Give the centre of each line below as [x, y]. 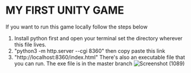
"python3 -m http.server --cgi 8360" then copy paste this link [90, 50]
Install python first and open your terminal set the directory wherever [98, 38]
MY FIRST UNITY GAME [65, 10]
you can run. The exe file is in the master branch [73, 64]
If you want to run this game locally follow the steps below [77, 27]
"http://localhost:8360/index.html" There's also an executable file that [99, 57]
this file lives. [30, 45]
